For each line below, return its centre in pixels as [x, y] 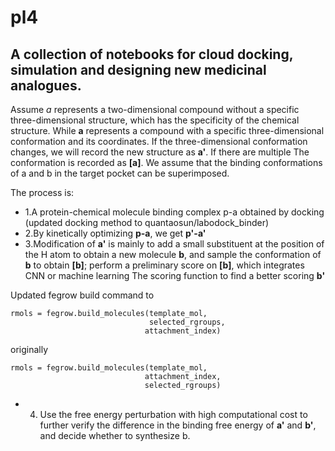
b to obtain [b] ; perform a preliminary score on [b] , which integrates [164, 265]
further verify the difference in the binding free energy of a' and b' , [178, 425]
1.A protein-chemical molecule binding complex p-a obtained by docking [174, 212]
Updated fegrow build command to [82, 295]
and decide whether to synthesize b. [115, 435]
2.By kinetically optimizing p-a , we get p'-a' [115, 233]
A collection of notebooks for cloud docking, [152, 54]
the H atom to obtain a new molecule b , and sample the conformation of [173, 254]
